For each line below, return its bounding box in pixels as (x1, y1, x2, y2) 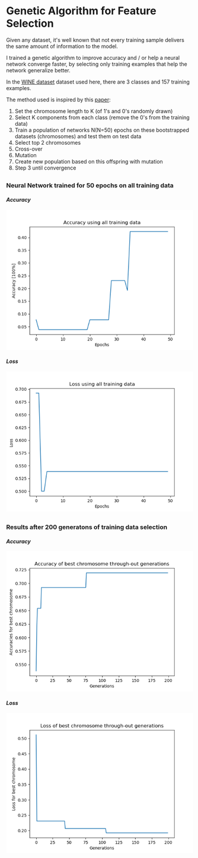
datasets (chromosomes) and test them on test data (14, 132, 142, 140)
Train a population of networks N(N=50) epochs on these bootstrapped (14, 126, 190, 133)
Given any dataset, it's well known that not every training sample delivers (6, 36, 185, 43)
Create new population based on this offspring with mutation (14, 158, 163, 165)
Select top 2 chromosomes (14, 139, 81, 146)
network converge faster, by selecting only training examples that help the (6, 60, 188, 68)
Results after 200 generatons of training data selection (6, 523, 168, 531)
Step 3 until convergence (14, 164, 76, 171)
